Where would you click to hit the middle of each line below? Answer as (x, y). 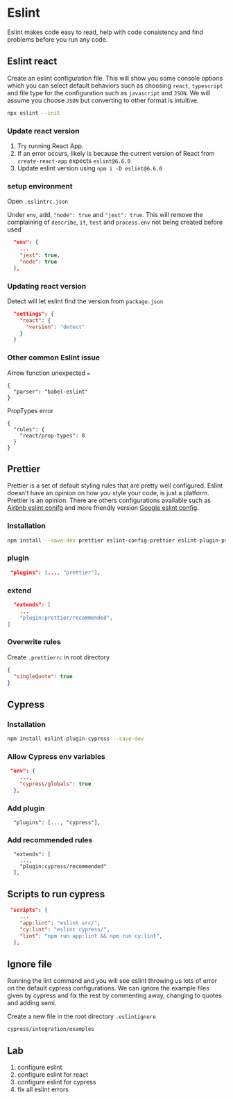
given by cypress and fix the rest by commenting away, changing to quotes (114, 995)
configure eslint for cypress (57, 1082)
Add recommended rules (50, 840)
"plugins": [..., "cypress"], (57, 823)
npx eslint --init (34, 113)
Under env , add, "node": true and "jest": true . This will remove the (105, 215)
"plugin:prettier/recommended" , (66, 618)
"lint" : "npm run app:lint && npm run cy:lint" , (91, 936)
